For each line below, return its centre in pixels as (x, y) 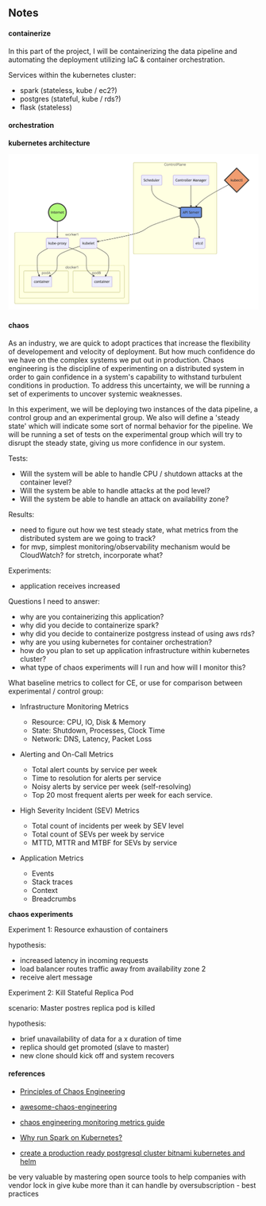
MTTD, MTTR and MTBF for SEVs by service (104, 842)
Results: (21, 514)
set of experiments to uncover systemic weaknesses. (95, 393)
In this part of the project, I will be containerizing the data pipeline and (123, 51)
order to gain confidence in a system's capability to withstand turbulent (125, 377)
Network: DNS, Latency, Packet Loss (92, 739)
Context (44, 890)
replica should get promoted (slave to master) (94, 1047)
